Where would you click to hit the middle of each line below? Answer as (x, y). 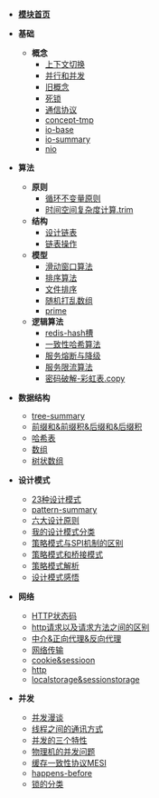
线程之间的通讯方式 (67, 729)
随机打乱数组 (69, 300)
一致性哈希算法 (73, 344)
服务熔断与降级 (73, 355)
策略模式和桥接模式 (67, 554)
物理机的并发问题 (63, 752)
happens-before (62, 773)
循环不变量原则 (73, 198)
